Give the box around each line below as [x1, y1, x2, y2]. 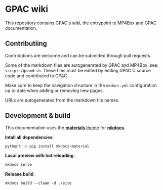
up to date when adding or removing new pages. [5, 88, 104, 94]
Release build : [5, 171, 35, 177]
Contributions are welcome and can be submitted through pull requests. [5, 52, 152, 58]
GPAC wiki [5, 3, 48, 15]
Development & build [5, 111, 71, 120]
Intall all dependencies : [5, 134, 54, 140]
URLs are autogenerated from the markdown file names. [5, 97, 120, 103]
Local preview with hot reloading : [5, 152, 75, 159]
